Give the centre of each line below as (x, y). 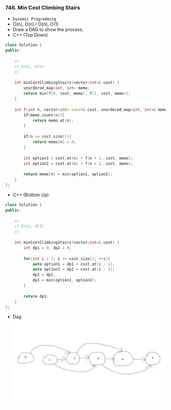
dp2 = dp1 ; (44, 275)
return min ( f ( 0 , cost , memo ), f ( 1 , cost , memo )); (77, 93)
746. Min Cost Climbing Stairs (43, 8)
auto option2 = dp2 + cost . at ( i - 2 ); (74, 270)
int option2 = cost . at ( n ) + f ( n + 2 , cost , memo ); (78, 163)
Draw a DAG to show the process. (48, 30)
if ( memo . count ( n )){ (44, 115)
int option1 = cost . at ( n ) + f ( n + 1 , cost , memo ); (78, 158)
